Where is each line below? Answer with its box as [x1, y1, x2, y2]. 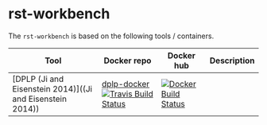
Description [209, 55, 255, 66]
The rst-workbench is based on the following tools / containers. [8, 31, 215, 41]
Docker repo [103, 55, 152, 66]
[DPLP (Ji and [12, 73, 64, 84]
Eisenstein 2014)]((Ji [12, 83, 93, 94]
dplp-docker [102, 78, 150, 89]
